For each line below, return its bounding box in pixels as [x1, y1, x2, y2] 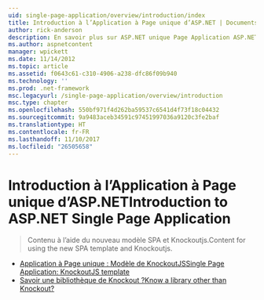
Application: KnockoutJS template [19, 267, 130, 277]
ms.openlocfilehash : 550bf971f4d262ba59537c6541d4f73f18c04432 [8, 107, 220, 114]
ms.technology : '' [8, 77, 68, 85]
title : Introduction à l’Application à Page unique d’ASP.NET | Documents [8, 19, 258, 27]
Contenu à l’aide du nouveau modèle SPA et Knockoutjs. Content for [27, 236, 246, 245]
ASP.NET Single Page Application [8, 209, 231, 227]
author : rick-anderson [8, 26, 82, 34]
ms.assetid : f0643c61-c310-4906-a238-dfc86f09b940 [8, 70, 178, 78]
